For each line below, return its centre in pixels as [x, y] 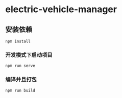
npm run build [20, 90]
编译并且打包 [21, 80]
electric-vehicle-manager [61, 9]
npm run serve [20, 66]
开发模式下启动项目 [29, 55]
